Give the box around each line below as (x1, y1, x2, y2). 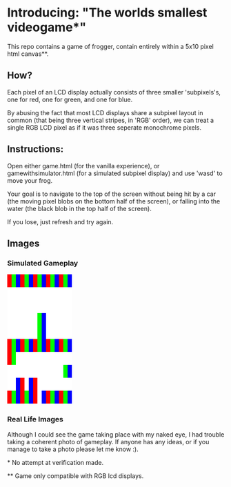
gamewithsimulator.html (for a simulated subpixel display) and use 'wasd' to (7, 169, 223, 177)
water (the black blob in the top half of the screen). (7, 204, 152, 212)
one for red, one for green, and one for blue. (7, 95, 133, 103)
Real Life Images (7, 415, 63, 424)
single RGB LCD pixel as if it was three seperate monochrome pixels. (7, 123, 202, 132)
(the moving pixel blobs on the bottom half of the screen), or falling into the (7, 197, 221, 205)
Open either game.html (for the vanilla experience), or (7, 161, 160, 170)
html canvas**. (7, 50, 49, 58)
